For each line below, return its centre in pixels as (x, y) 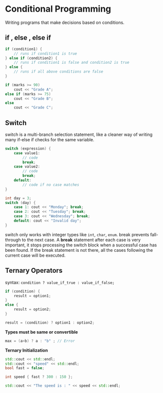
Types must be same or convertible (42, 332)
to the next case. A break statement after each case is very (81, 240)
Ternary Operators (34, 271)
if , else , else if (28, 38)
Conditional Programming (58, 9)
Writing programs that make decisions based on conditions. (65, 22)
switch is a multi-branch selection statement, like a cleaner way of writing (79, 134)
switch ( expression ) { (28, 149)
